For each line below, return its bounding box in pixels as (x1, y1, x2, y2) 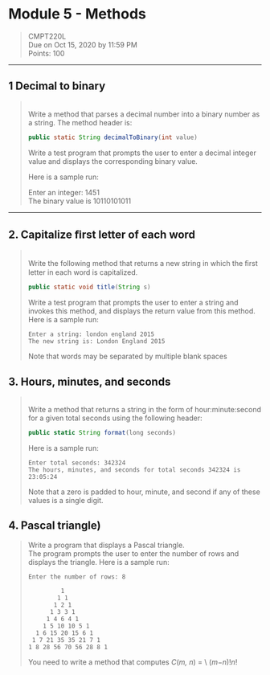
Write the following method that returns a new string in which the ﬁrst (27, 259, 259, 268)
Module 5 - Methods (8, 5, 147, 23)
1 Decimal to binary (8, 80, 106, 93)
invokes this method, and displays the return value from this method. (27, 306, 256, 316)
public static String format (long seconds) (27, 429, 177, 437)
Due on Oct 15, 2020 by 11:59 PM (27, 39, 138, 49)
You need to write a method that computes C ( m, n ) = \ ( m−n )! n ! (27, 657, 238, 667)
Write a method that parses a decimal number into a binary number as (27, 109, 260, 119)
